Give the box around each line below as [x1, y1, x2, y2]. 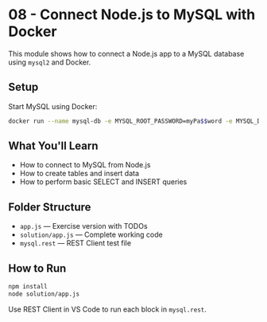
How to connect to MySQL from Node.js [19, 160, 151, 170]
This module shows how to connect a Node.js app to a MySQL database [8, 49, 245, 58]
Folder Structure [8, 200, 91, 214]
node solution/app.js [8, 289, 80, 298]
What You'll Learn [8, 139, 99, 153]
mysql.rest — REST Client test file [19, 238, 132, 248]
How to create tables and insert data [19, 169, 140, 179]
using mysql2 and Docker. [8, 57, 91, 67]
